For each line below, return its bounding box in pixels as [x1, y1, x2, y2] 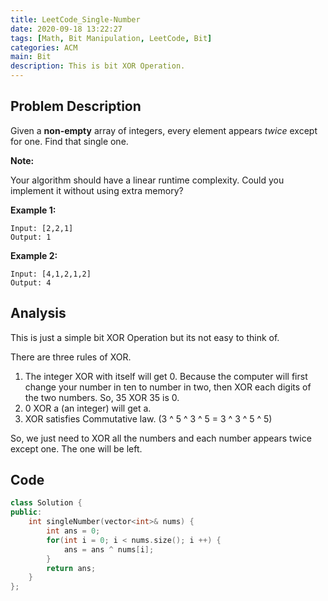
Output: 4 [10, 277, 52, 288]
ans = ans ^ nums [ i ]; [63, 544, 155, 555]
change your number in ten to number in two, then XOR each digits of [24, 381, 312, 393]
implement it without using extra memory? [10, 184, 184, 196]
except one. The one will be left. [10, 442, 143, 455]
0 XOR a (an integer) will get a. [24, 402, 152, 414]
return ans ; [46, 563, 97, 573]
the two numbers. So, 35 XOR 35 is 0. [24, 391, 180, 403]
